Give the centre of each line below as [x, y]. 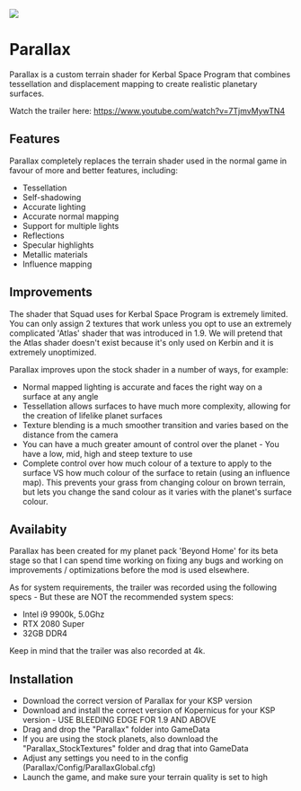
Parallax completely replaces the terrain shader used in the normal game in [148, 161]
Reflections [43, 235]
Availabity [38, 529]
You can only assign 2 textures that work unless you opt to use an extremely [150, 323]
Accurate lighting [54, 207]
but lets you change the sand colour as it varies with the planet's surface [157, 492]
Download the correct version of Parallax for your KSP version [137, 701]
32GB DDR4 [44, 634]
